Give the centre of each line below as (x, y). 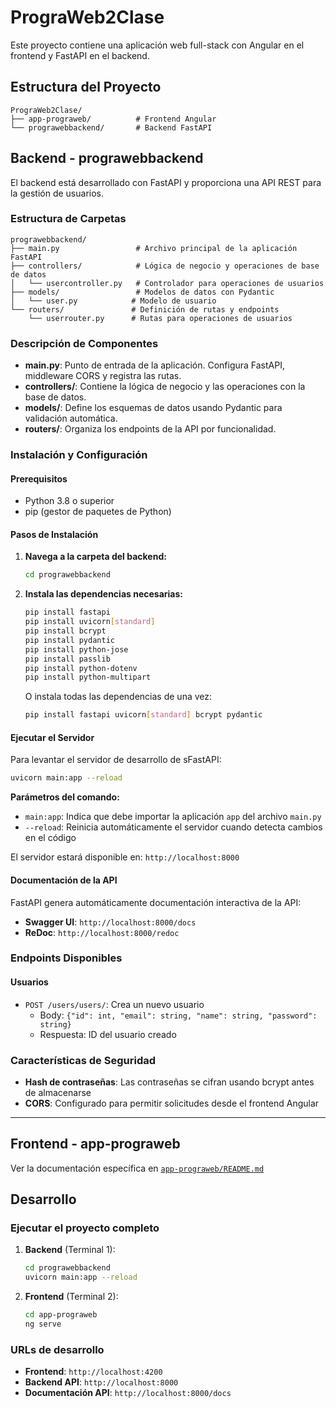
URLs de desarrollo (57, 1349)
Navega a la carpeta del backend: (95, 557)
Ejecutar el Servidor (52, 737)
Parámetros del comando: (65, 797)
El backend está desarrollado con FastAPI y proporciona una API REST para (166, 182)
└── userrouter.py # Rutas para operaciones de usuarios (160, 318)
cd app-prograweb (61, 1315)
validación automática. (71, 418)
